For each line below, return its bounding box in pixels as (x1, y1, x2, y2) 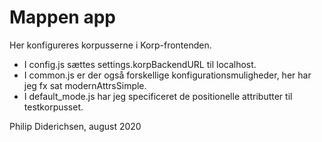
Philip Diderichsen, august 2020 (9, 120, 142, 132)
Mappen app (9, 6, 116, 29)
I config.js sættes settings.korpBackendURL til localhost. (23, 58, 257, 70)
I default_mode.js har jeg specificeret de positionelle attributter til (23, 90, 293, 102)
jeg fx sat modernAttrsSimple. (23, 79, 147, 91)
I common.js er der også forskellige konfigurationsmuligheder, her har (23, 69, 312, 81)
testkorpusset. (23, 101, 84, 113)
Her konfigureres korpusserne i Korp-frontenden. (9, 39, 212, 51)
